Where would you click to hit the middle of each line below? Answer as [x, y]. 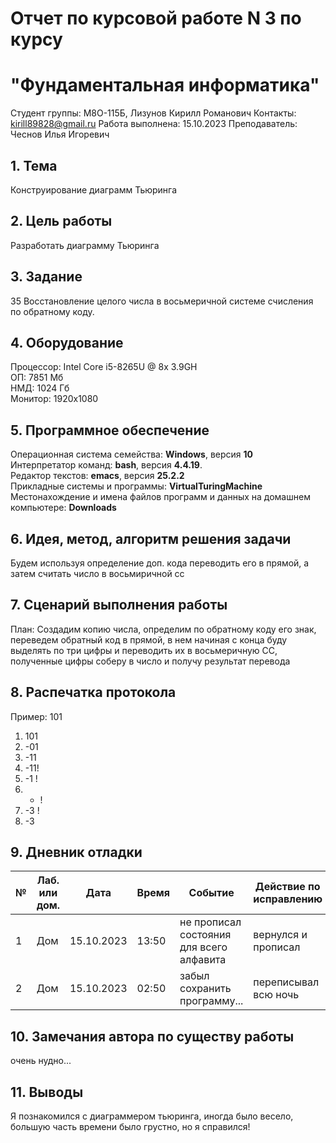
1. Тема [34, 165]
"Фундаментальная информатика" [165, 85]
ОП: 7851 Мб [37, 378]
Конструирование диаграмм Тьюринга [94, 189]
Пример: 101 [36, 716]
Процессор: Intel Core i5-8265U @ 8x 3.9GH [104, 367]
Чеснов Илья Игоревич [60, 134]
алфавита [203, 960]
